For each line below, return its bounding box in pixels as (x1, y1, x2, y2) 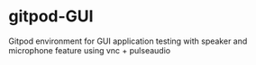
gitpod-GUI (8, 6, 94, 27)
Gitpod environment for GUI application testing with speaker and (8, 36, 248, 46)
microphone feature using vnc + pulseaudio (8, 45, 171, 55)
